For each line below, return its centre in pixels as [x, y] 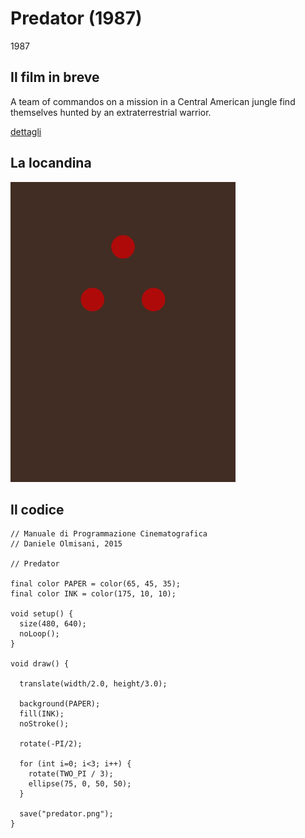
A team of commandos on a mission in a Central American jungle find [153, 101]
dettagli [26, 131]
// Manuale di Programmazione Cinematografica [109, 534]
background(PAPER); [60, 704]
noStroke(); [44, 724]
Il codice [37, 509]
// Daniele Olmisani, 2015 [66, 544]
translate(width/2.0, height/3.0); [93, 684]
